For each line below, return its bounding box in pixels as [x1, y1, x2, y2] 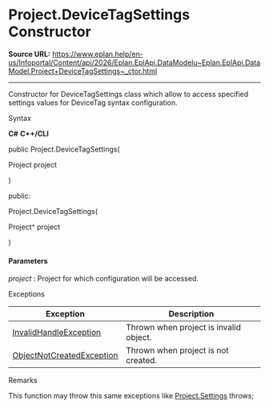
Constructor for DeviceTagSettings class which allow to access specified [8, 89, 249, 99]
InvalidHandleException [12, 327, 102, 338]
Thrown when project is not [126, 345, 230, 356]
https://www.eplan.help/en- [51, 49, 144, 59]
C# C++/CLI [8, 128, 50, 138]
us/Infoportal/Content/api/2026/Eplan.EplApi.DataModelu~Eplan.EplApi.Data [8, 58, 261, 67]
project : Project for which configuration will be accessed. [8, 274, 199, 284]
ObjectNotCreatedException [12, 350, 118, 362]
